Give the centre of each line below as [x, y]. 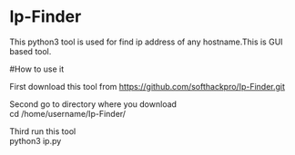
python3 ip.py [36, 140]
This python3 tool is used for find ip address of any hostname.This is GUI [147, 42]
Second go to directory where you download [93, 104]
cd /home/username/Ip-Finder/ [67, 113]
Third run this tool [43, 131]
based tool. [31, 51]
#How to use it [37, 69]
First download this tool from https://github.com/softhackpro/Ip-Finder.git [147, 86]
